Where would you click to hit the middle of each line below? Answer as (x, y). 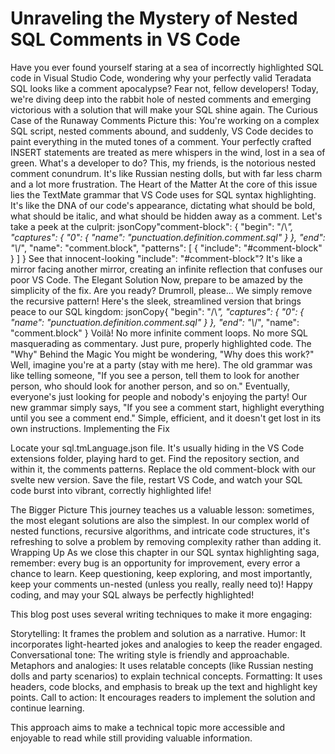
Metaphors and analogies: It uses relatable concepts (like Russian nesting (162, 665)
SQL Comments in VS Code (125, 39)
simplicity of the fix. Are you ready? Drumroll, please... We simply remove (161, 290)
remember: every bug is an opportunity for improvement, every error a (155, 563)
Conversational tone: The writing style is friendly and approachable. (150, 654)
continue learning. (47, 708)
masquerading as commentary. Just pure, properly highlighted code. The (161, 343)
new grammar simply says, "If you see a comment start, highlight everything (167, 407)
